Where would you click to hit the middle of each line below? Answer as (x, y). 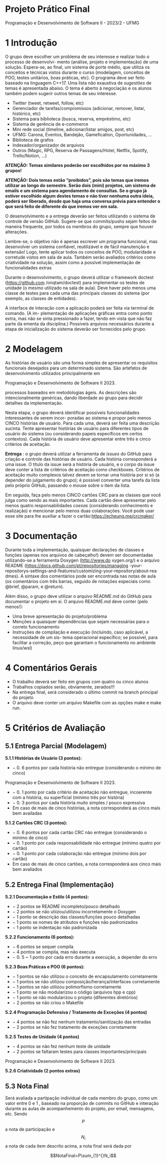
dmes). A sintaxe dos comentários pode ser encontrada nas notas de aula (81, 576)
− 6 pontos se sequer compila (43, 947)
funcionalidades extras (28, 267)
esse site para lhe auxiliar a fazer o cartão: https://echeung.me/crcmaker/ (80, 516)
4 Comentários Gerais (51, 668)
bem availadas (27, 813)
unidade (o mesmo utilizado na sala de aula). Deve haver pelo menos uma (81, 288)
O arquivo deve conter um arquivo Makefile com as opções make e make (87, 702)
